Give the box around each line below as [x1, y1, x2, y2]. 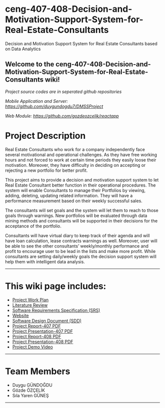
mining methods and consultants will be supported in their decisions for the [5, 218, 158, 223]
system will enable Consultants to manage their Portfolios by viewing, [5, 187, 146, 193]
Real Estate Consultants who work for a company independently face [5, 146, 145, 152]
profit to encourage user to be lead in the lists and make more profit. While [5, 248, 156, 254]
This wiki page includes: [5, 281, 107, 291]
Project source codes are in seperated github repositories [5, 89, 122, 94]
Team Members [5, 366, 70, 377]
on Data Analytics [5, 46, 41, 52]
